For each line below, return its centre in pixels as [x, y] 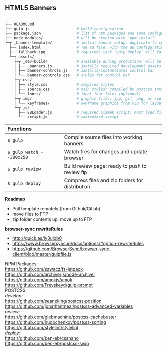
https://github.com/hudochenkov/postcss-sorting [56, 322]
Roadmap [15, 199]
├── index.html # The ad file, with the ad [72, 48]
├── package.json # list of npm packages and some [75, 34]
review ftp [76, 172]
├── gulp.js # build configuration [64, 29]
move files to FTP [30, 214]
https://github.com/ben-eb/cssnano [42, 338]
